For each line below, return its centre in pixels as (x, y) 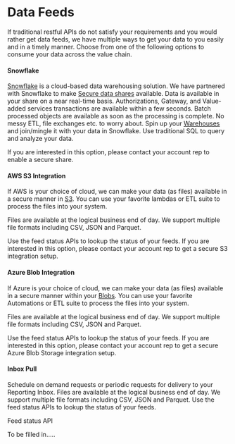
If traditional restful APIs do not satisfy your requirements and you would (112, 32)
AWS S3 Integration (37, 175)
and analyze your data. (40, 139)
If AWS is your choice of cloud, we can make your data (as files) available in (117, 192)
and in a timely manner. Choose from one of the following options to (106, 47)
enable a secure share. (40, 160)
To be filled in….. (31, 434)
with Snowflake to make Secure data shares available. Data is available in (113, 94)
